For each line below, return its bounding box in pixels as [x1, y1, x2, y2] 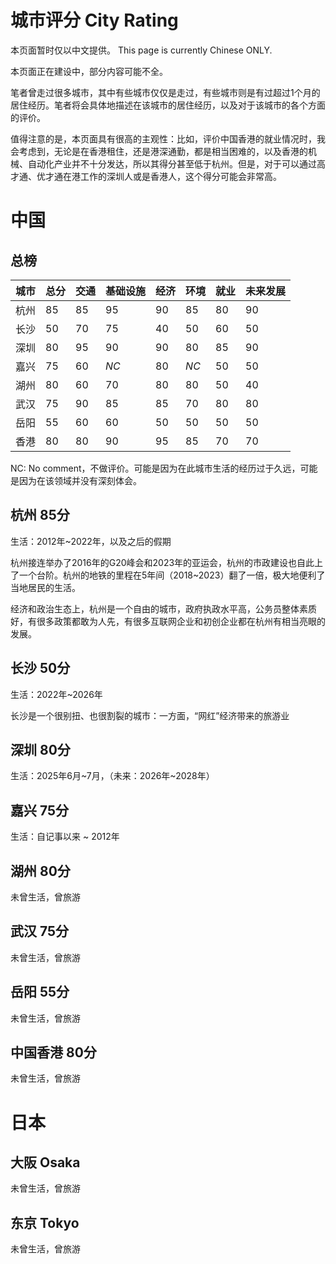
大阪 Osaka [10, 1154, 81, 1171]
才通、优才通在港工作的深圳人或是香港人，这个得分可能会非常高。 [10, 170, 282, 182]
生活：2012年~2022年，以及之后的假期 [10, 535, 172, 547]
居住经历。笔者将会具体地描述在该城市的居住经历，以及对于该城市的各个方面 [10, 99, 326, 111]
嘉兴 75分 [10, 802, 70, 819]
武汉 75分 [10, 923, 70, 940]
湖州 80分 [10, 862, 71, 880]
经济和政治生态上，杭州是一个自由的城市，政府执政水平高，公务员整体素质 [10, 602, 317, 615]
